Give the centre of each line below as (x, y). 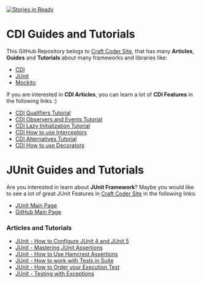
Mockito (25, 82)
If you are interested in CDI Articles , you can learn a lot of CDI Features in (100, 94)
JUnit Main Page (36, 205)
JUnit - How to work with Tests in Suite (64, 261)
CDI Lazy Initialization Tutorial (53, 126)
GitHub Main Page (38, 212)
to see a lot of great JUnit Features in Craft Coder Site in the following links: (102, 194)
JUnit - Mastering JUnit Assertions (59, 247)
